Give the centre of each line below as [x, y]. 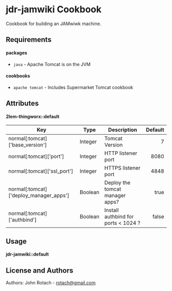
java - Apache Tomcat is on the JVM [52, 64]
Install [112, 210]
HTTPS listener [122, 168]
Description [122, 130]
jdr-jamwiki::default [27, 254]
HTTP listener [121, 153]
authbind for [119, 217]
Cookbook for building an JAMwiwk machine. [54, 24]
